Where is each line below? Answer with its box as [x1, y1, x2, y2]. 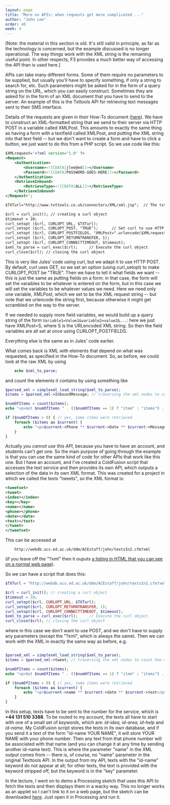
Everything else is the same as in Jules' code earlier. [5, 337, 115, 344]
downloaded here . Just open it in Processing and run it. [5, 794, 121, 800]
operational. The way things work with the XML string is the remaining [5, 51, 151, 57]
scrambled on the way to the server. [5, 302, 80, 308]
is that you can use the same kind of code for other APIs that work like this [5, 454, 160, 460]
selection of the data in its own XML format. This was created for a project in [5, 470, 165, 476]
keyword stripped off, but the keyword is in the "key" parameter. [5, 768, 139, 774]
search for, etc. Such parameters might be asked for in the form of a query [5, 82, 161, 89]
